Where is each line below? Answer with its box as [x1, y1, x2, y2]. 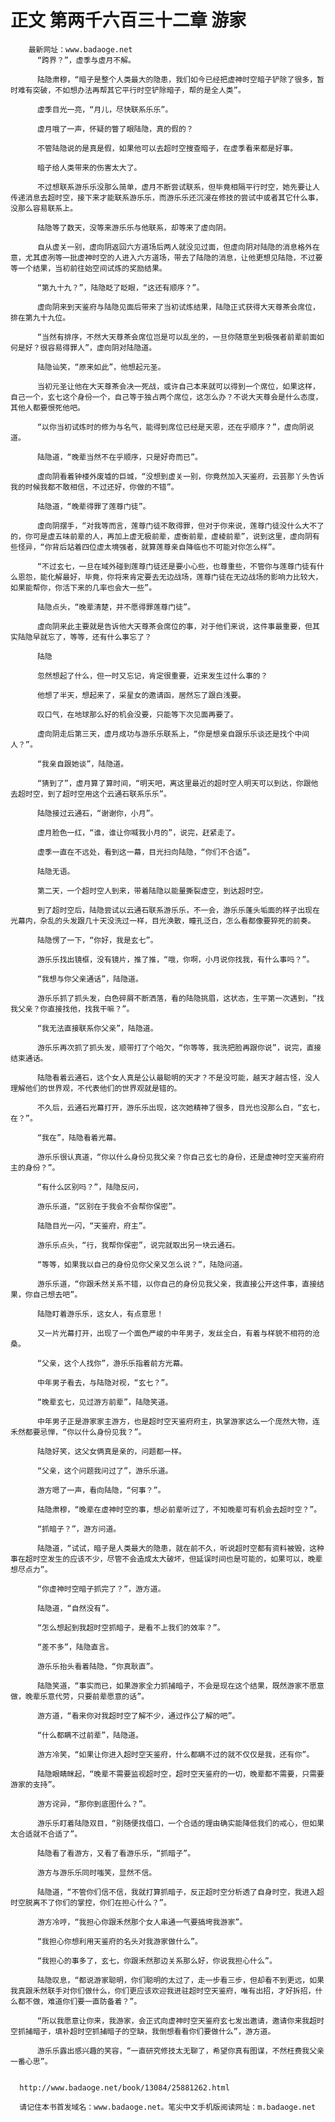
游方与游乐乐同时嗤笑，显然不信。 [36, 1867, 157, 1878]
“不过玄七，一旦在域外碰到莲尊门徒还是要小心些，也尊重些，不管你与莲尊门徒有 [36, 561, 318, 571]
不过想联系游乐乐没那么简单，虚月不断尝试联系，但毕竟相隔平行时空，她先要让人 [36, 182, 320, 192]
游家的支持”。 [10, 1779, 60, 1790]
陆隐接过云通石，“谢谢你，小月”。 [36, 808, 158, 818]
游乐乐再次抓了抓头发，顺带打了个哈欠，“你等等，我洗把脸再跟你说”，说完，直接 [36, 1042, 322, 1053]
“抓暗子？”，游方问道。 [36, 1524, 122, 1534]
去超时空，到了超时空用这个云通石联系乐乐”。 [10, 789, 172, 799]
